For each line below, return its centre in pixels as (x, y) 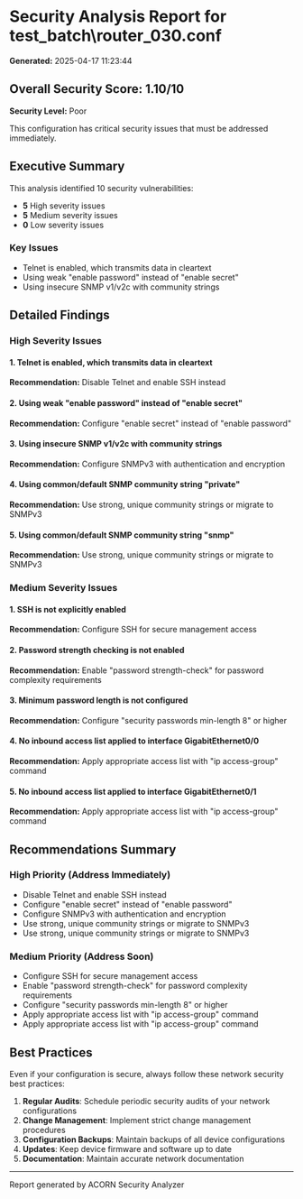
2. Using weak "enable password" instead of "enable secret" (126, 402)
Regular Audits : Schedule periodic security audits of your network (146, 1101)
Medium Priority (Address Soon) (82, 956)
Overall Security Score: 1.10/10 (97, 89)
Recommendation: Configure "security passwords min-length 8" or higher (148, 720)
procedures (44, 1130)
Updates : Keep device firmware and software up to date (127, 1148)
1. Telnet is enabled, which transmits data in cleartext (111, 362)
